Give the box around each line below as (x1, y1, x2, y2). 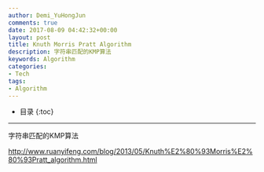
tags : (8, 77, 26, 85)
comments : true (8, 19, 58, 27)
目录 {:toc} (19, 107, 54, 116)
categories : (8, 63, 47, 71)
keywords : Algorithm (8, 56, 76, 64)
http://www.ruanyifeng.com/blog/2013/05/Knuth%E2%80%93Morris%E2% (8, 147, 253, 156)
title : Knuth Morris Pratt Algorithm (8, 41, 132, 49)
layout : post (8, 33, 51, 42)
